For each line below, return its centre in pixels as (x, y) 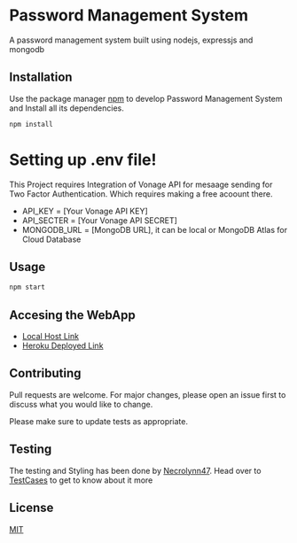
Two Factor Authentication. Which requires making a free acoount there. (141, 194)
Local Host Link (51, 337)
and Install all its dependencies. (66, 108)
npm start (27, 287)
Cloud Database (51, 239)
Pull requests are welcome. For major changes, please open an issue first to (148, 394)
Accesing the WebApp (72, 315)
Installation (41, 78)
